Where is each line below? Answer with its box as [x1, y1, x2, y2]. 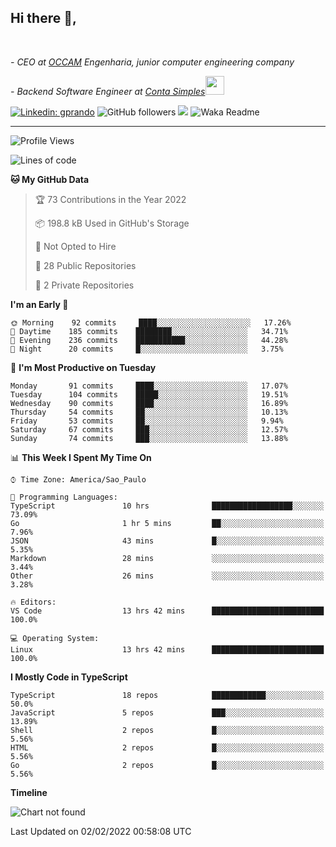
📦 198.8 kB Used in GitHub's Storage [34, 217, 190, 229]
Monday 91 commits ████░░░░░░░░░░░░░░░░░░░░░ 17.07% [10, 381, 288, 391]
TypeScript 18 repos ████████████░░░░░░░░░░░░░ [10, 690, 325, 700]
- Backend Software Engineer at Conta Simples [10, 85, 206, 97]
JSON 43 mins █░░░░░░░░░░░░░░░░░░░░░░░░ [10, 536, 325, 546]
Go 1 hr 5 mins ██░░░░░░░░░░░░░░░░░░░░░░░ [10, 518, 325, 528]
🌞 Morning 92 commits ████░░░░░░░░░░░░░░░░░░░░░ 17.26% [10, 317, 292, 328]
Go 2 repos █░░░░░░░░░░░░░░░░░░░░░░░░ [10, 760, 325, 770]
